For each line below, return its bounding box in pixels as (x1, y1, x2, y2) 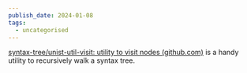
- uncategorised (15, 26, 69, 34)
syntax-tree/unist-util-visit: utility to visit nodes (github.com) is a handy (8, 48, 239, 57)
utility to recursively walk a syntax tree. (8, 56, 136, 65)
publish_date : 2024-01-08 (8, 11, 93, 20)
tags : (8, 19, 26, 27)
